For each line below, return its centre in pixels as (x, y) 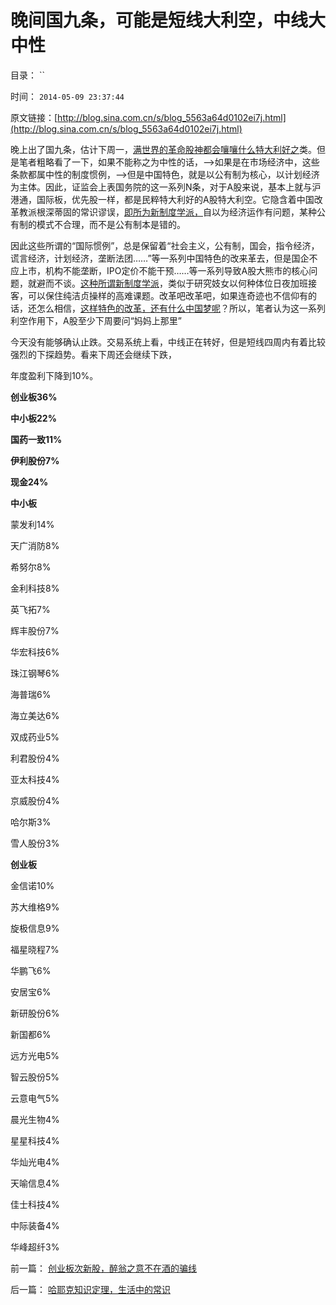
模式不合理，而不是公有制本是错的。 (111, 224)
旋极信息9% (35, 928)
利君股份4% (35, 758)
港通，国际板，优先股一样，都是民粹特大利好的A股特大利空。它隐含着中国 (162, 199)
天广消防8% (35, 545)
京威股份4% (35, 800)
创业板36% (34, 397)
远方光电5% (35, 1055)
